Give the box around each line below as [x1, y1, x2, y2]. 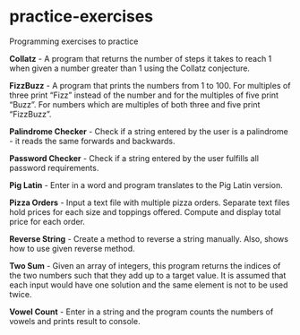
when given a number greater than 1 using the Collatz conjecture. [9, 63, 251, 73]
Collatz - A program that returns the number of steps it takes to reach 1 [9, 53, 272, 64]
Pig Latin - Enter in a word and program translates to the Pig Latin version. [9, 179, 284, 190]
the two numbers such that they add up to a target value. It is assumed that [9, 270, 287, 280]
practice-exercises [9, 6, 154, 27]
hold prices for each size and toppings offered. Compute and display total [9, 206, 281, 217]
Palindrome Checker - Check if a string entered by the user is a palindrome [9, 125, 288, 136]
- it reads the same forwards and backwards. [9, 135, 176, 146]
